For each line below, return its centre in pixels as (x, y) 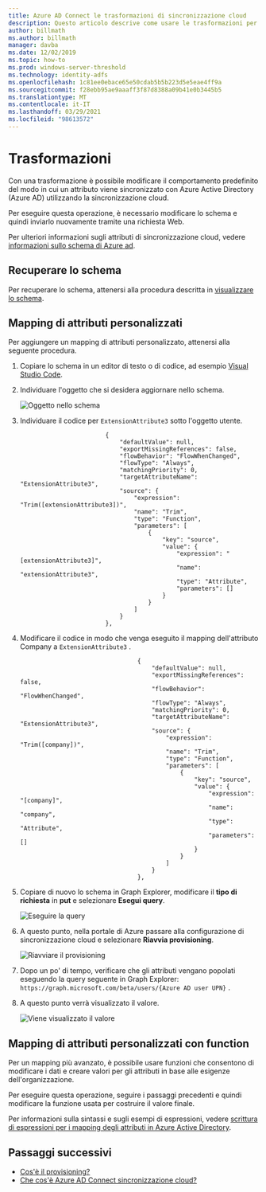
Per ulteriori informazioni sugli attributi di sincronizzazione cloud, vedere (127, 236)
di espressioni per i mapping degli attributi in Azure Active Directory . (120, 1128)
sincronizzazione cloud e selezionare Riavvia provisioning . (117, 940)
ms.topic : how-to (37, 61)
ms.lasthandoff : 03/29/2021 (55, 112)
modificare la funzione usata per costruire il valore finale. (102, 1104)
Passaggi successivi (60, 1153)
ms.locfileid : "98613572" (51, 119)
